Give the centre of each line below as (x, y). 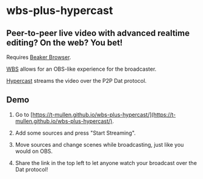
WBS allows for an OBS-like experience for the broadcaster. (81, 69)
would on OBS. (34, 151)
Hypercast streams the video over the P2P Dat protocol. (77, 81)
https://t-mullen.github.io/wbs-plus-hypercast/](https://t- (104, 114)
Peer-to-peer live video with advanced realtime (98, 33)
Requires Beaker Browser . (39, 57)
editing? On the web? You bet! (65, 42)
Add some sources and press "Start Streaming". (75, 133)
